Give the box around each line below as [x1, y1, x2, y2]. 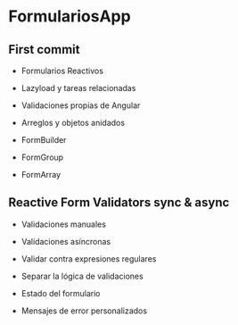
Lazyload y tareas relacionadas [21, 83, 136, 93]
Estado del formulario [21, 287, 101, 298]
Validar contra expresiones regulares [21, 253, 157, 264]
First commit [8, 42, 80, 57]
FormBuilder [21, 135, 67, 145]
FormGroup [21, 152, 64, 162]
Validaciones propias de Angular [21, 100, 141, 111]
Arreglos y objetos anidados [21, 118, 126, 128]
